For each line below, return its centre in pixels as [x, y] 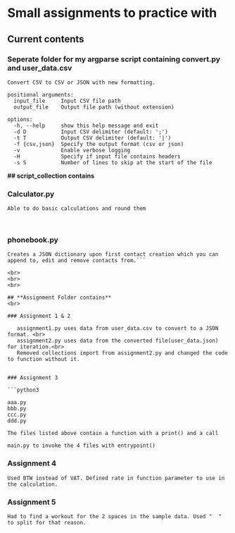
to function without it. [44, 360]
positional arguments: [40, 94]
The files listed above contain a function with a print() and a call [113, 434]
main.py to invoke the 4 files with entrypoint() [82, 446]
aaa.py [17, 403]
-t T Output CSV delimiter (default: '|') [93, 138]
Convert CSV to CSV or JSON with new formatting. [82, 82]
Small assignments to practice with [112, 13]
